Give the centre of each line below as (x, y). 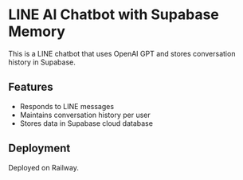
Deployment (39, 149)
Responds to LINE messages (67, 106)
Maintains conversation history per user (85, 115)
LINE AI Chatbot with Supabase (114, 15)
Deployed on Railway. (44, 167)
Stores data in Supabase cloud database (86, 123)
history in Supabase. (42, 62)
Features (31, 87)
